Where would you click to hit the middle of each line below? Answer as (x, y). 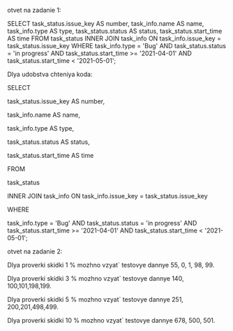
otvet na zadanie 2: (35, 251)
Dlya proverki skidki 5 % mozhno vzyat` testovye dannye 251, (95, 299)
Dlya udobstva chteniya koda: (50, 74)
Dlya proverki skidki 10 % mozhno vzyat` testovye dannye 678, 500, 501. (111, 320)
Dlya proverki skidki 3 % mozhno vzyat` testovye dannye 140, (96, 278)
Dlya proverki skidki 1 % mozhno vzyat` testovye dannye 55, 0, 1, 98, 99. (111, 265)
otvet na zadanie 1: (34, 10)
